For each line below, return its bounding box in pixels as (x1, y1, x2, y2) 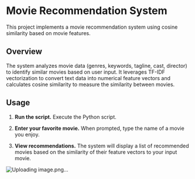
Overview (6, 47, 43, 57)
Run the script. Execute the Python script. (14, 113, 117, 121)
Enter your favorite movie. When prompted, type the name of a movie (14, 125, 184, 132)
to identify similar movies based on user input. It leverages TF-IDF (6, 68, 166, 75)
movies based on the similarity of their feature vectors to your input (14, 148, 177, 156)
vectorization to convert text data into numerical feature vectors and (6, 74, 171, 81)
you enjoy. (14, 130, 40, 138)
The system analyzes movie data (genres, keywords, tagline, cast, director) (6, 62, 187, 69)
